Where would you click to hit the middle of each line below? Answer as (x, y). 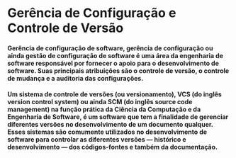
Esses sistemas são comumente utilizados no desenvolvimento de (107, 132)
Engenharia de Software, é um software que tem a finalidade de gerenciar (118, 117)
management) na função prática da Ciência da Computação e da (104, 109)
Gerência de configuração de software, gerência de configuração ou (110, 48)
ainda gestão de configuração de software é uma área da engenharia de (115, 55)
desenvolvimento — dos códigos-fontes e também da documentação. (113, 147)
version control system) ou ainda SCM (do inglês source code (100, 102)
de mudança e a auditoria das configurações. (75, 78)
